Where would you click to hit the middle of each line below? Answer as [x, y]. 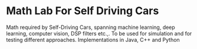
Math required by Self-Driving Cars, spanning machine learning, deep [91, 27]
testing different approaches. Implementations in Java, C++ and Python [93, 40]
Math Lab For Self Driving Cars [83, 11]
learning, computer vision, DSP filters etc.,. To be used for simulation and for [99, 33]
